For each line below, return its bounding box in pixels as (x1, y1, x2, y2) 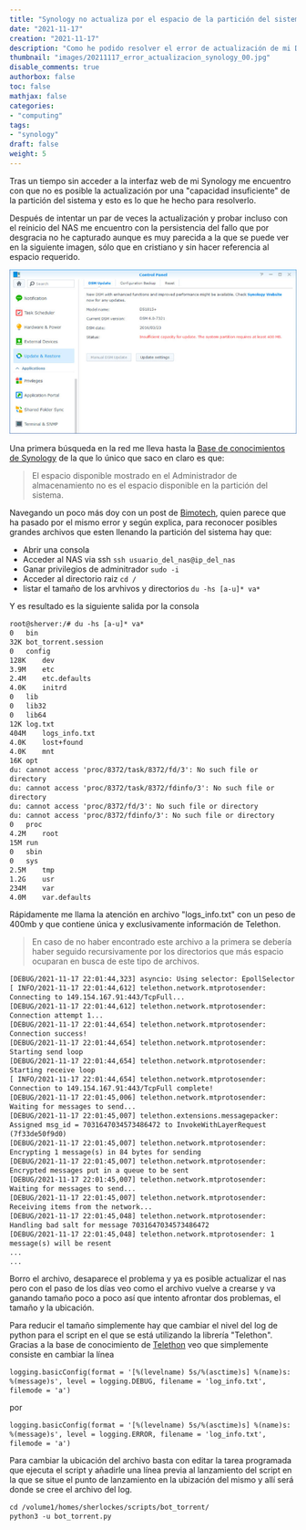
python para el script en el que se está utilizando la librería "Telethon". (9, 1329, 273, 1340)
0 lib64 (9, 710, 47, 719)
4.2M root (9, 829, 59, 838)
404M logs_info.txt (9, 729, 96, 738)
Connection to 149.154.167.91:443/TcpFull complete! (9, 1083, 214, 1093)
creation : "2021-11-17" (9, 34, 100, 43)
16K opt (9, 756, 39, 765)
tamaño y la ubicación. (9, 1302, 95, 1313)
